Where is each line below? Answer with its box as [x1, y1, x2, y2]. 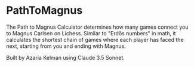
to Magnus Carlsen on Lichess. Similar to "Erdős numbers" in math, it [6, 29, 176, 36]
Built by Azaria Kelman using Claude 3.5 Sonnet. [6, 54, 125, 61]
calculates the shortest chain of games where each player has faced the [6, 36, 184, 43]
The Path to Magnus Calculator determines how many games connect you [6, 23, 189, 31]
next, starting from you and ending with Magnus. [6, 42, 127, 50]
